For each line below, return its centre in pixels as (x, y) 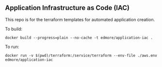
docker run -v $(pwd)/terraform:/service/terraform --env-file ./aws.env (81, 55)
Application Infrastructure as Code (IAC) (67, 8)
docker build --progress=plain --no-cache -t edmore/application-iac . (79, 38)
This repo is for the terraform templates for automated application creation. (80, 19)
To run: (12, 47)
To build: (14, 29)
